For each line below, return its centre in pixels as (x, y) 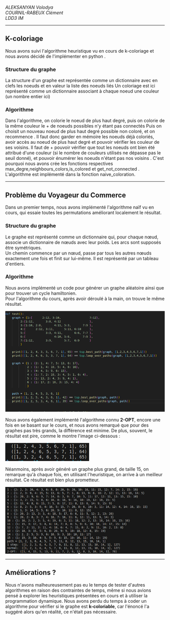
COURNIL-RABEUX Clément (34, 13)
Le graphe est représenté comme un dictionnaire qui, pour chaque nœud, (82, 237)
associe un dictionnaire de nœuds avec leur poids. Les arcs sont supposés (83, 242)
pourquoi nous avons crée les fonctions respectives (59, 163)
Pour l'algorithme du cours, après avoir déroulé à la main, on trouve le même (85, 299)
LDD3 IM (14, 18)
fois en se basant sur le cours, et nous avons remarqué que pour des (77, 425)
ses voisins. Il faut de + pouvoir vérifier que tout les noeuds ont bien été (80, 148)
